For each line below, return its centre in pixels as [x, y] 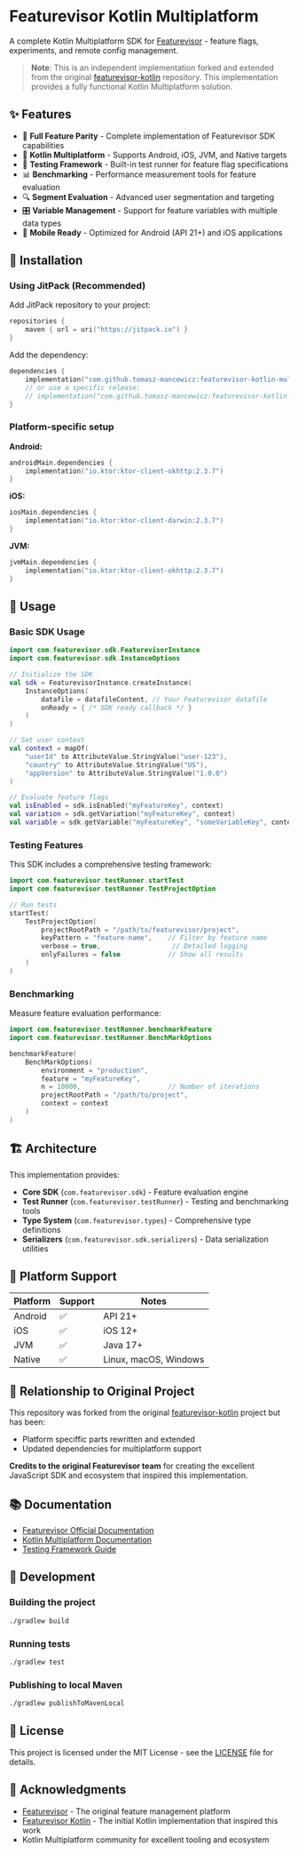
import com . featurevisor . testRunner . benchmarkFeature [111, 1030]
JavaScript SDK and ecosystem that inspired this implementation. [129, 1475]
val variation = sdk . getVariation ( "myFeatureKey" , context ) [123, 814]
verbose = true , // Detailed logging [145, 947]
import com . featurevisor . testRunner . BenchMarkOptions [111, 1038]
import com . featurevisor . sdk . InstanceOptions [94, 659]
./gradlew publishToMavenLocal [67, 1704]
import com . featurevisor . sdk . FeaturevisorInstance [105, 651]
